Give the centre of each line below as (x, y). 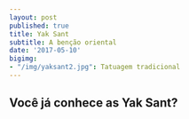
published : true (39, 26)
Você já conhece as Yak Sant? (94, 103)
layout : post (33, 17)
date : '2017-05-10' (45, 51)
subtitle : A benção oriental (63, 42)
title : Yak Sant (39, 34)
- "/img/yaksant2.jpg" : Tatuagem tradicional (94, 67)
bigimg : (24, 59)
